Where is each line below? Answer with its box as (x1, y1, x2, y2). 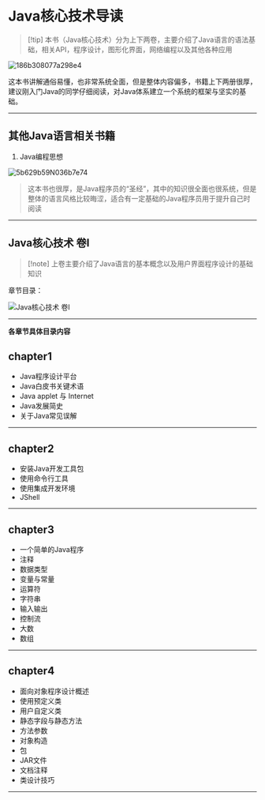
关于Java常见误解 (19, 411, 77, 421)
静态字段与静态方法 (19, 715, 83, 725)
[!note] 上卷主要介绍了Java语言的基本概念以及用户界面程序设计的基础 (27, 258, 254, 269)
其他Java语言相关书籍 (8, 130, 116, 143)
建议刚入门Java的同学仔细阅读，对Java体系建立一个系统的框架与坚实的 (8, 86, 240, 96)
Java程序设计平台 (19, 372, 77, 381)
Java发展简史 (19, 401, 64, 411)
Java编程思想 (19, 152, 64, 161)
